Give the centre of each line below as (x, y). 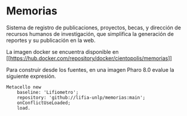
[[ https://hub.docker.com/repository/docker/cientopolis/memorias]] (89, 58)
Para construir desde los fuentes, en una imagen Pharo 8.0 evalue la (90, 69)
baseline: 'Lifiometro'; (48, 92)
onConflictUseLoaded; (44, 103)
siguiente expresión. (31, 76)
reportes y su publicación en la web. (51, 40)
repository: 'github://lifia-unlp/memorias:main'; (81, 97)
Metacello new (24, 87)
